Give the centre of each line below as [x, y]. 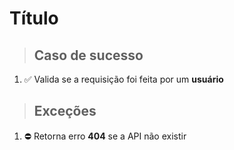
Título [34, 18]
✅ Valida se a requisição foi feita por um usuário [123, 79]
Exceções [65, 111]
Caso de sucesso [88, 55]
